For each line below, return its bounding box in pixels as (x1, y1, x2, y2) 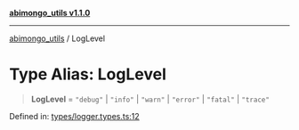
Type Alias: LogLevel (9, 64, 167, 85)
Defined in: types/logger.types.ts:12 (9, 110, 140, 121)
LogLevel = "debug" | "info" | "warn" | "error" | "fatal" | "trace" (30, 93, 270, 104)
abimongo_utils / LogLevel (9, 33, 105, 44)
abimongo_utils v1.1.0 (9, 8, 91, 18)
